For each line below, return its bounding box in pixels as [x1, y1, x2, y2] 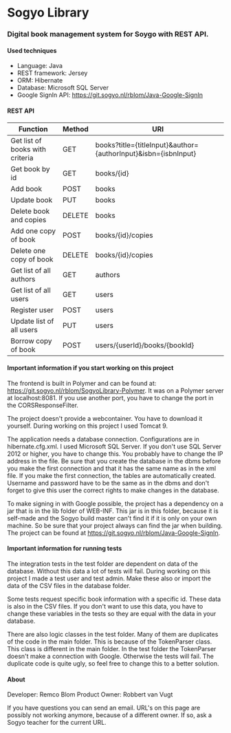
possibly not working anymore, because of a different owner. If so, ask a [7, 711, 212, 719]
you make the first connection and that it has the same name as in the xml [7, 464, 217, 472]
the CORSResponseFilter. [7, 401, 79, 409]
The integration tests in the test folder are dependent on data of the [7, 559, 198, 568]
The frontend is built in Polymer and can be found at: [7, 379, 157, 387]
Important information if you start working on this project [7, 364, 174, 372]
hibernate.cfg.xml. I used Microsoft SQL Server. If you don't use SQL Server [7, 442, 222, 450]
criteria [10, 153, 34, 162]
